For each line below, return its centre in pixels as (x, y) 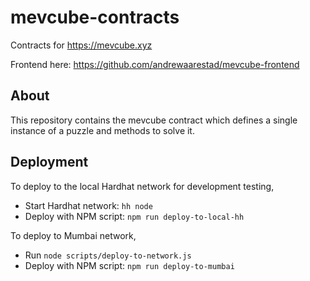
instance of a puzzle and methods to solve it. (102, 130)
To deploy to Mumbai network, (73, 235)
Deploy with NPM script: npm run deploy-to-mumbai (129, 265)
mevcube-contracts (95, 17)
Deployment (49, 162)
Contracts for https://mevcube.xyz (81, 45)
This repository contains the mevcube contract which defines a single (154, 120)
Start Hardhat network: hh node (88, 205)
